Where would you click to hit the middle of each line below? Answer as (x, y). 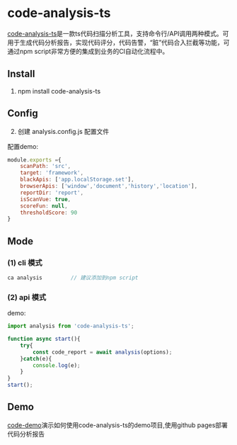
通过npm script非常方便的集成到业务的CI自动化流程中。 (88, 51)
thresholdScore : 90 (49, 213)
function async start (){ (44, 339)
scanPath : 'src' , (46, 167)
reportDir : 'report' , (52, 193)
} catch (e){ (36, 359)
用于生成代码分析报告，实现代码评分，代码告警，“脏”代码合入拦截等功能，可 (118, 42)
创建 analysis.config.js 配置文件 (63, 131)
